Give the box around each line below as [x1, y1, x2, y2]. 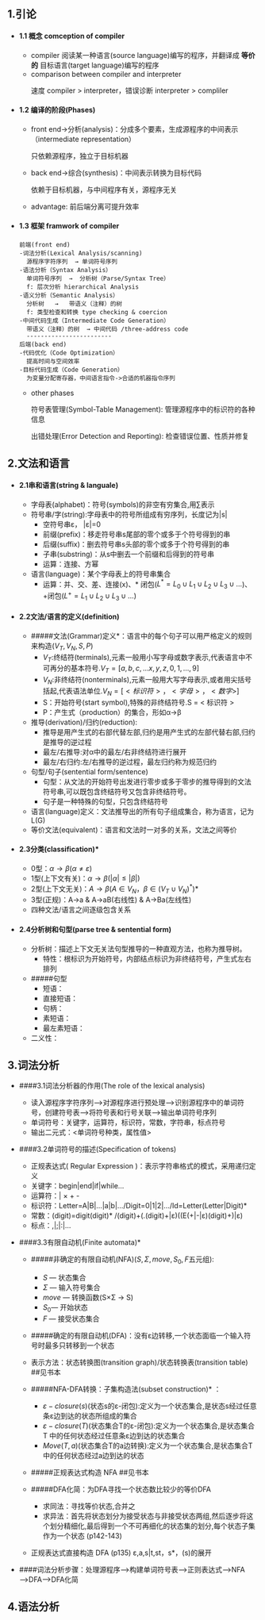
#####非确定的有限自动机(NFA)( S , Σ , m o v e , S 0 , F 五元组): [30, 1254, 215, 1266]
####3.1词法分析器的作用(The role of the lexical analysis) [18, 1081, 205, 1091]
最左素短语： [42, 1023, 85, 1033]
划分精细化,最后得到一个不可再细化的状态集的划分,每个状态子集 [49, 1521, 255, 1530]
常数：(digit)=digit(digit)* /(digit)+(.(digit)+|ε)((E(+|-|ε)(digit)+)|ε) [30, 1211, 244, 1220]
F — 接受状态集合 [42, 1314, 100, 1323]
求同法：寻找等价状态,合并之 [42, 1501, 136, 1511]
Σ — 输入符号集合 [42, 1283, 101, 1292]
